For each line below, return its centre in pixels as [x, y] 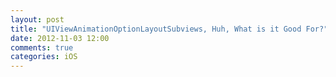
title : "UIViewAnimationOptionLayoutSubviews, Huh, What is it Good [156, 29]
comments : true [42, 47]
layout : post [37, 19]
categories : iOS [44, 57]
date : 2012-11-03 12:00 [60, 38]
